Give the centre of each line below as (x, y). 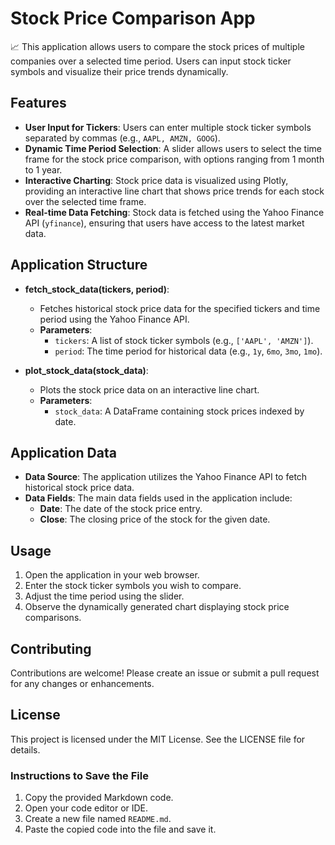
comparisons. (53, 618)
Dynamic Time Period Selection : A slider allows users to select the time (173, 148)
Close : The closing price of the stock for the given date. (155, 519)
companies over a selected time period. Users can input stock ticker (151, 61)
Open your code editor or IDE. (86, 808)
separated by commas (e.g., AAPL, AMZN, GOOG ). (122, 138)
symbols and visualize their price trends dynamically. (119, 71)
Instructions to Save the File (79, 775)
